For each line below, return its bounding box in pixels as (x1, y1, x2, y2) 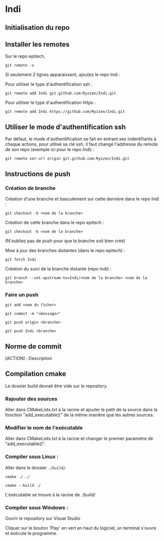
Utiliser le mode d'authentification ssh (5, 123, 126, 131)
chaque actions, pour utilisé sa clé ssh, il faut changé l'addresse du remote (5, 141, 158, 147)
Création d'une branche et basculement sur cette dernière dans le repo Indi (5, 195, 160, 202)
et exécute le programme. (5, 531, 58, 536)
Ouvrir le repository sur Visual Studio (5, 516, 81, 521)
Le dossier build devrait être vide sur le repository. (5, 383, 108, 389)
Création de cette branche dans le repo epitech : (5, 219, 104, 225)
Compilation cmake (5, 369, 66, 378)
